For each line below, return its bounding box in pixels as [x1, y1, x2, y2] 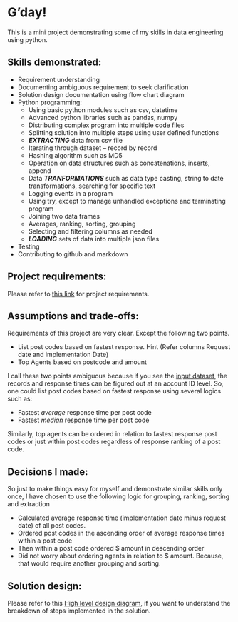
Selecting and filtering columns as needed [28, 226, 153, 236]
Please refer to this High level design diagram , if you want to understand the [7, 599, 231, 607]
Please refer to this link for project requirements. [7, 289, 150, 298]
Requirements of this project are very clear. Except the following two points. [7, 329, 230, 338]
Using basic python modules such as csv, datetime [28, 105, 178, 114]
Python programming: [17, 98, 82, 106]
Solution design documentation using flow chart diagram [17, 90, 185, 99]
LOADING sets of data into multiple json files [28, 234, 160, 243]
